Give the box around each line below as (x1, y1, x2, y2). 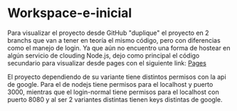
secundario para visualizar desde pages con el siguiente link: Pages (7, 58, 206, 67)
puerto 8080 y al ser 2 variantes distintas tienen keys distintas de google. (7, 95, 223, 104)
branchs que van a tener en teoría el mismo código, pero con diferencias (7, 36, 221, 44)
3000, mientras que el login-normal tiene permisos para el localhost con (7, 88, 219, 96)
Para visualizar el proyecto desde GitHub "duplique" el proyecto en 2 (7, 28, 209, 37)
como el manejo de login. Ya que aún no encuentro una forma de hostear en (7, 43, 231, 52)
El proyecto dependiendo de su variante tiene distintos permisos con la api (7, 73, 226, 81)
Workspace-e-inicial (7, 5, 132, 21)
